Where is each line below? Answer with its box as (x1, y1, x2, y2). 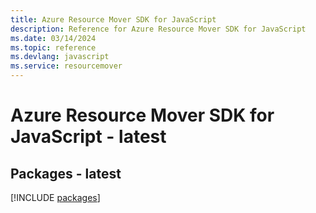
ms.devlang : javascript (10, 52, 110, 62)
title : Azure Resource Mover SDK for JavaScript (10, 14, 217, 25)
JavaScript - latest (10, 126, 167, 148)
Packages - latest (10, 165, 122, 182)
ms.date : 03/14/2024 (10, 33, 97, 43)
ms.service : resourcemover (10, 61, 123, 71)
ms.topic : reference (10, 42, 97, 53)
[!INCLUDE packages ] (10, 192, 101, 203)
